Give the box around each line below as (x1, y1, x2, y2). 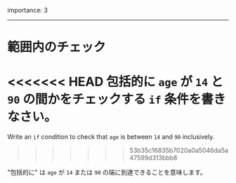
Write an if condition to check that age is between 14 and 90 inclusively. (7, 133, 215, 141)
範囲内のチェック (7, 39, 107, 55)
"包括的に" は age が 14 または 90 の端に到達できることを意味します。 (7, 168, 207, 177)
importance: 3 (7, 6, 48, 14)
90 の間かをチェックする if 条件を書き (7, 91, 226, 107)
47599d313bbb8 (129, 154, 178, 162)
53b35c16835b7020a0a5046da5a (129, 147, 229, 155)
